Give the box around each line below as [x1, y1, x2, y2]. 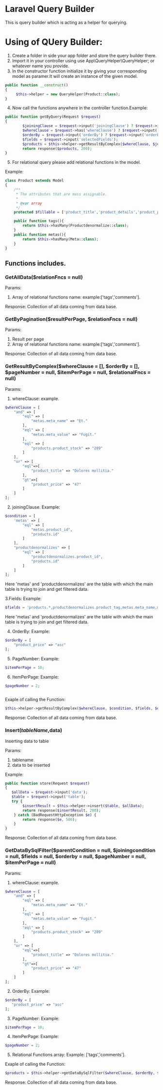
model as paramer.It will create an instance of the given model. [12, 73, 138, 79]
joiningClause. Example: [12, 504, 61, 510]
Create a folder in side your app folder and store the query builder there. [12, 53, 157, 58]
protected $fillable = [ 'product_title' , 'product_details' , [14, 210, 138, 215]
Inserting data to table [5, 738, 49, 744]
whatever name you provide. [12, 63, 69, 69]
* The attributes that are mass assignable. [16, 192, 108, 196]
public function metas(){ [14, 232, 66, 237]
